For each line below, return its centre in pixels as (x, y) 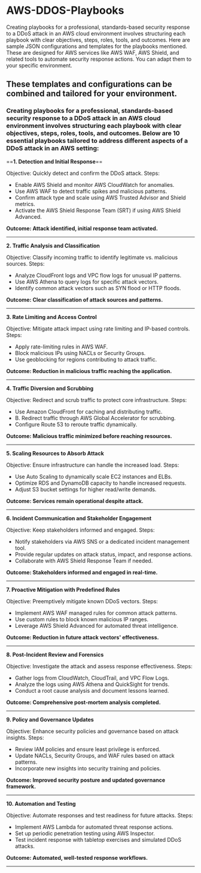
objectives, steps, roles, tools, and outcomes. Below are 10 (93, 133)
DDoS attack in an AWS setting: (53, 148)
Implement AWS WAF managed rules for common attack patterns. (96, 613)
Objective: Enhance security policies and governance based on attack (92, 731)
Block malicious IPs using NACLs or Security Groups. (80, 353)
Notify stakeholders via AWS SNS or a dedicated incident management (102, 541)
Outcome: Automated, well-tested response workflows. (77, 857)
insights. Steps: (25, 737)
